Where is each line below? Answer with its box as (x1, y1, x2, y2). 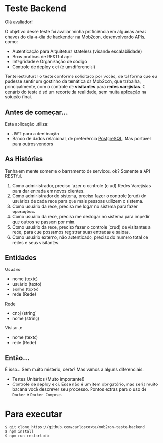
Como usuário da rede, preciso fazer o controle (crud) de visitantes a (12, 224, 151, 230)
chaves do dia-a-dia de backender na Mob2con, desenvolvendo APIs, (5, 34, 145, 39)
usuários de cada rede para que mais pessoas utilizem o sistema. (12, 198, 144, 204)
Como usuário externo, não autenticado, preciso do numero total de (12, 234, 148, 240)
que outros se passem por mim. (12, 219, 76, 225)
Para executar (5, 409, 63, 420)
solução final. (5, 94, 32, 100)
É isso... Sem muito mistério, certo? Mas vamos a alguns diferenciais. (5, 366, 144, 373)
